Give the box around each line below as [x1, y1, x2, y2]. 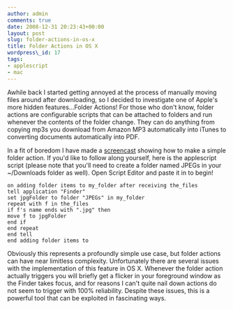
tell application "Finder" [7, 188, 86, 195]
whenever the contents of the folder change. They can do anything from [7, 117, 215, 126]
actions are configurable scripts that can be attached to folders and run [7, 110, 213, 119]
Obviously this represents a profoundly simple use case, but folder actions [7, 249, 221, 257]
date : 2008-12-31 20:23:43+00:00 [7, 23, 105, 30]
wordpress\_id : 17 [7, 50, 61, 57]
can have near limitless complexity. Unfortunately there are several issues [7, 257, 220, 265]
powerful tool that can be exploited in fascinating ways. [7, 294, 166, 302]
